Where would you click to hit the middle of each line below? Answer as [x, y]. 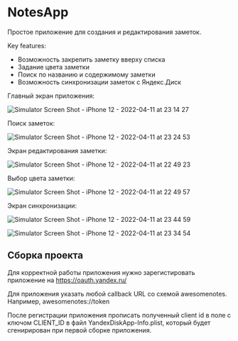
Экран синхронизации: [42, 206]
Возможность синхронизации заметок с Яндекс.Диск [99, 82]
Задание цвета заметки [54, 67]
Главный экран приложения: [51, 96]
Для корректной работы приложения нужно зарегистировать [101, 272]
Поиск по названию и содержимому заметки [86, 74]
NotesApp [38, 12]
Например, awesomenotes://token [59, 301]
